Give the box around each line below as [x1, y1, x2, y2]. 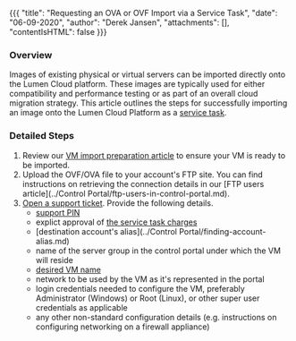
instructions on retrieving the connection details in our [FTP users [21, 178, 265, 189]
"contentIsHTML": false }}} [9, 27, 107, 37]
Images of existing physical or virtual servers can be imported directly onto [9, 69, 286, 80]
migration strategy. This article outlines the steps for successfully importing [9, 98, 288, 108]
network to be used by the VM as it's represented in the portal [35, 273, 266, 285]
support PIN [35, 207, 80, 217]
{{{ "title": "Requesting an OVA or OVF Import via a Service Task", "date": [9, 8, 278, 18]
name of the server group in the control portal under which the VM [35, 245, 282, 256]
